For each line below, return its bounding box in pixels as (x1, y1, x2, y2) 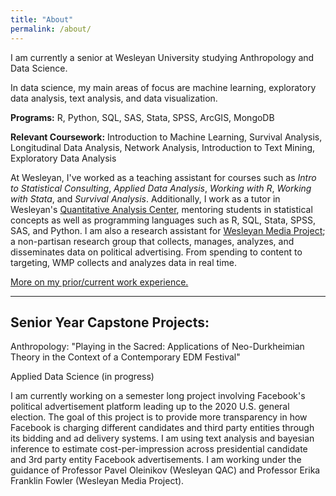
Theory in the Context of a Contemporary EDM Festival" (10, 351, 241, 363)
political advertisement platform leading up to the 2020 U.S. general (10, 401, 290, 413)
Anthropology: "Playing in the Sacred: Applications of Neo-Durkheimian (10, 341, 305, 353)
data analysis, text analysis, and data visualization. (10, 92, 218, 104)
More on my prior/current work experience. (10, 276, 189, 288)
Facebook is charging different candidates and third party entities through (10, 422, 315, 434)
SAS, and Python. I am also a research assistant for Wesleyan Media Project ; (10, 224, 326, 236)
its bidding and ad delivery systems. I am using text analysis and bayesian (10, 432, 315, 445)
